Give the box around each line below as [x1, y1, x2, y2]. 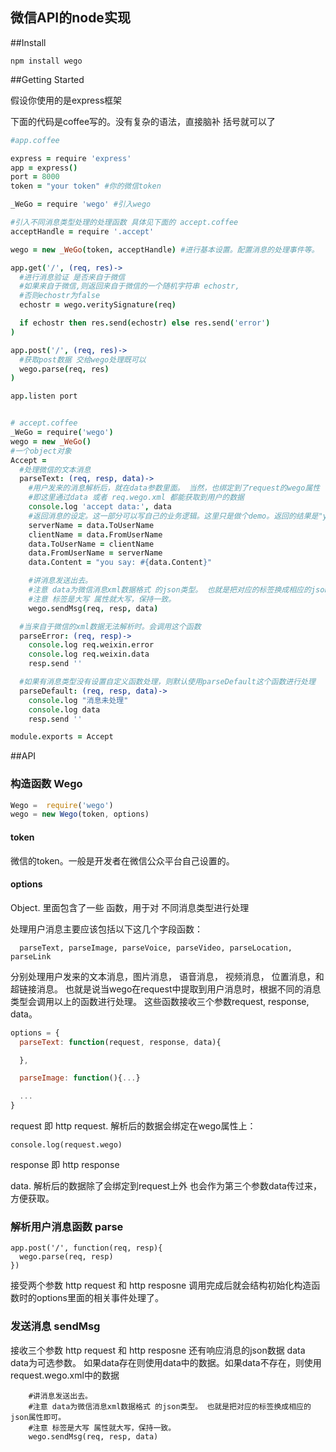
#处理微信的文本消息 [19, 464, 92, 475]
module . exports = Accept [10, 732, 114, 742]
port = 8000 [10, 172, 60, 182]
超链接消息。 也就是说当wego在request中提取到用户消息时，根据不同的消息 [10, 983, 322, 995]
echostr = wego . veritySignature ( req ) [19, 300, 177, 310]
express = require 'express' [10, 153, 132, 163]
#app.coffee [10, 135, 60, 145]
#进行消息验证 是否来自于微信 [19, 272, 126, 282]
